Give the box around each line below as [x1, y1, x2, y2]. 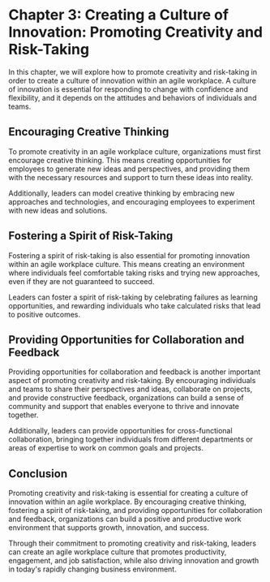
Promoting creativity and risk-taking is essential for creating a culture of [8, 489, 249, 498]
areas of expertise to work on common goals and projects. [8, 443, 204, 453]
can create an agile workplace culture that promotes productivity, [8, 547, 227, 557]
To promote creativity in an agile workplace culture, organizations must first [8, 146, 261, 156]
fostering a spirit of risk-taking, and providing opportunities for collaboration [8, 506, 263, 515]
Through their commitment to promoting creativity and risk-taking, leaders [8, 538, 257, 549]
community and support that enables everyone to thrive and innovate [8, 402, 239, 412]
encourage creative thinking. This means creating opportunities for [8, 155, 233, 165]
